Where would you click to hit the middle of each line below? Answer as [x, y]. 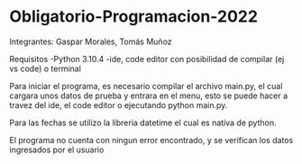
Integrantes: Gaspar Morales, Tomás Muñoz [91, 41]
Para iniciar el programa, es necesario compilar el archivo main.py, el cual [146, 86]
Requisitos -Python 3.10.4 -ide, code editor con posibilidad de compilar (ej [147, 59]
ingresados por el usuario [57, 150]
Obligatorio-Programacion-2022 [134, 17]
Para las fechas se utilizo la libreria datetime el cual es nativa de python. [143, 123]
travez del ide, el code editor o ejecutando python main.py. [119, 105]
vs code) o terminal [45, 68]
